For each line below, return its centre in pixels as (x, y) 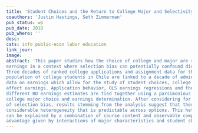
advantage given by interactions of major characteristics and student (96, 121)
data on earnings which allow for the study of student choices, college (99, 83)
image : (14, 55)
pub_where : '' (24, 34)
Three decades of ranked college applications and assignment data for (96, 72)
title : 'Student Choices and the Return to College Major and (84, 11)
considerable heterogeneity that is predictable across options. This (95, 110)
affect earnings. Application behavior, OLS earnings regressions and (95, 88)
